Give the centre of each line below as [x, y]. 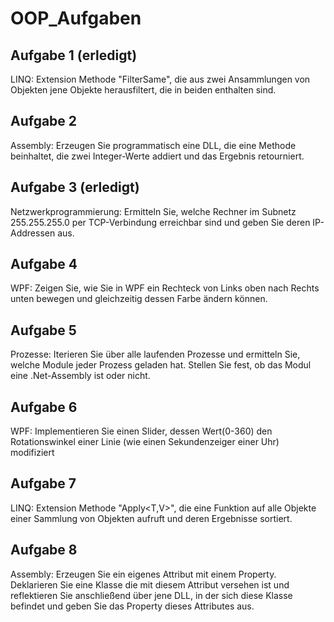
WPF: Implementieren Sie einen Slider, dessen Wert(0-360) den [141, 431]
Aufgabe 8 [44, 550]
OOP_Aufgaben [76, 18]
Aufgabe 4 [44, 264]
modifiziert [32, 453]
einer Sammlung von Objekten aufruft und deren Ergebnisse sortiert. [151, 518]
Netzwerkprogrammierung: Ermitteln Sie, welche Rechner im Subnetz [153, 211]
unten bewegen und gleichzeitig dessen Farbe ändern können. [139, 299]
